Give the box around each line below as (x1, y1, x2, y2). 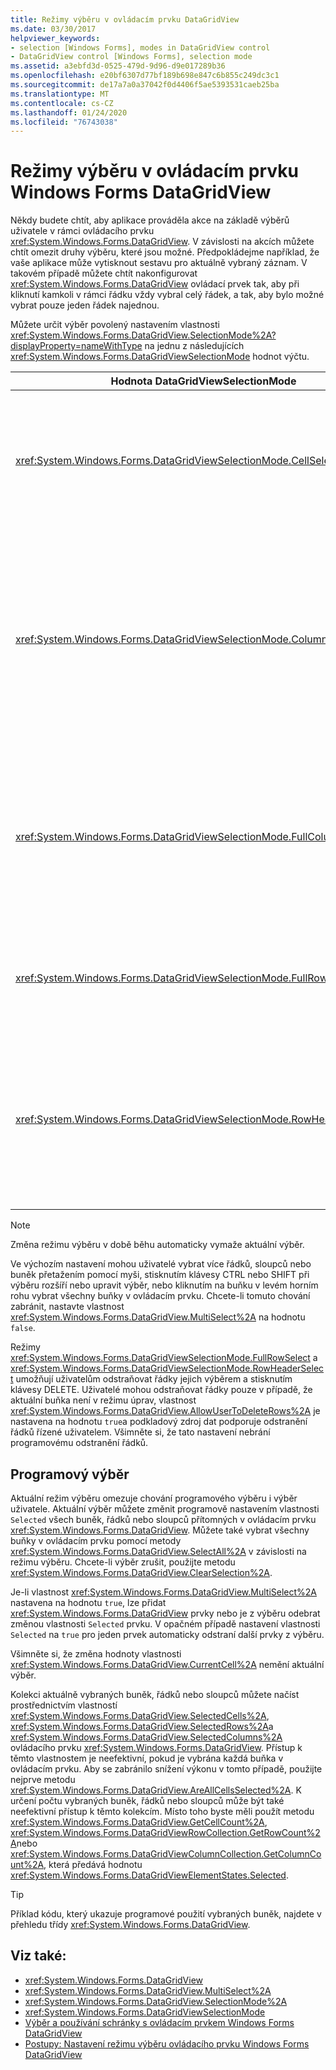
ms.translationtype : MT (10, 89, 110, 99)
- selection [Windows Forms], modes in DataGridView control (10, 42, 271, 53)
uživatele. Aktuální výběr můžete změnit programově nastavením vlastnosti (10, 1503, 320, 1515)
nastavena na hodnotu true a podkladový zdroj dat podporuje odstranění (10, 1416, 308, 1428)
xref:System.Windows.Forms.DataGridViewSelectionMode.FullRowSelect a (10, 1352, 318, 1364)
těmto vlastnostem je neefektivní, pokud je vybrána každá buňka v (10, 1752, 284, 1764)
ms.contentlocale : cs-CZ (10, 98, 114, 108)
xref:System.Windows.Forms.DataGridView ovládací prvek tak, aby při (10, 278, 300, 290)
